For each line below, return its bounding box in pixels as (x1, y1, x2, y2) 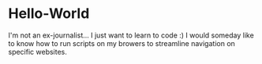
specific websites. (8, 47, 67, 56)
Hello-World (8, 5, 90, 23)
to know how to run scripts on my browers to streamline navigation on (8, 38, 235, 48)
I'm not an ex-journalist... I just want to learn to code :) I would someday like (8, 30, 254, 40)
